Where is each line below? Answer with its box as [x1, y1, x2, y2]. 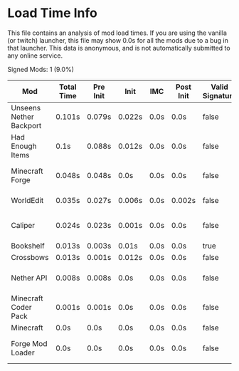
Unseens [11, 103, 41, 113]
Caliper [11, 220, 36, 230]
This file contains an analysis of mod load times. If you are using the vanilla [7, 28, 228, 37]
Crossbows [11, 252, 49, 262]
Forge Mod [11, 338, 48, 348]
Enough [11, 141, 37, 151]
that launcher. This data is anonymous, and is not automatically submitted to [7, 43, 230, 52]
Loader [11, 348, 35, 357]
